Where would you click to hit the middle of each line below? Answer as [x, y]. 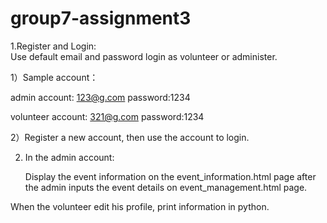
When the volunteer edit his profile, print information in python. [140, 206]
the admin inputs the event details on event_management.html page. [166, 187]
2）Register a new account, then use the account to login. [130, 137]
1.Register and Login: [53, 46]
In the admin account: [69, 157]
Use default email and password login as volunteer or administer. [144, 56]
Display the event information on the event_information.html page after [170, 176]
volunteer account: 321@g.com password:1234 [107, 116]
